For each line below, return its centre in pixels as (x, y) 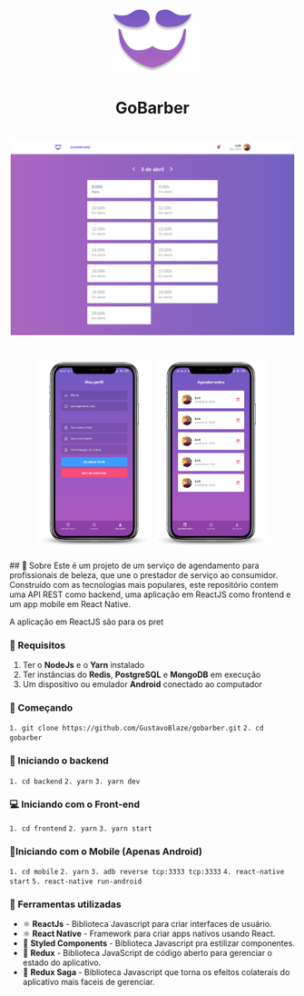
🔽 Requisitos (38, 645)
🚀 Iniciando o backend (59, 761)
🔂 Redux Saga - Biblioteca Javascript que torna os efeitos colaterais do (156, 972)
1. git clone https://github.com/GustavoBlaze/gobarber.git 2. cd (137, 728)
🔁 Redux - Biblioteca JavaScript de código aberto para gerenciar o (147, 953)
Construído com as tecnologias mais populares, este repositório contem (144, 584)
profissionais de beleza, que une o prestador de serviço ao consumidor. (144, 575)
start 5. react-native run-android (76, 881)
